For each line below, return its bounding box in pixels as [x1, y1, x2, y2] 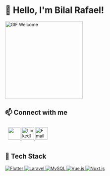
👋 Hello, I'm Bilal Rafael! [5, 4, 104, 16]
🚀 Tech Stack [5, 152, 47, 161]
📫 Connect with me [5, 108, 68, 117]
